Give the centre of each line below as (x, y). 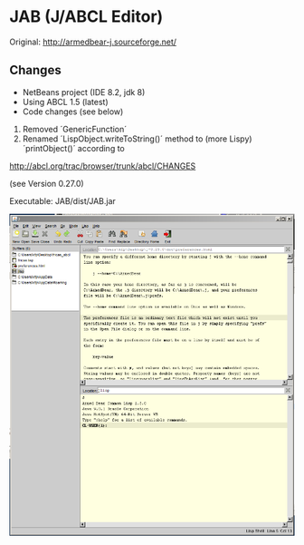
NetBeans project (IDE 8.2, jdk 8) (84, 92)
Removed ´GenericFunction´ (75, 129)
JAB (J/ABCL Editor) (86, 17)
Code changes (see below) (73, 112)
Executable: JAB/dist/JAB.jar (62, 200)
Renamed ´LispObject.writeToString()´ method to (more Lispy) (137, 139)
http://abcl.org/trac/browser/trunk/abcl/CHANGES (103, 166)
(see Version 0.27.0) (47, 183)
